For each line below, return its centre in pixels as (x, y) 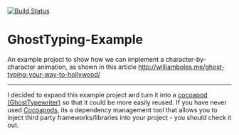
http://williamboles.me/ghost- (182, 67)
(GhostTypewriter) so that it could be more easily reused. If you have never (117, 102)
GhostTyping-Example (75, 40)
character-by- (186, 59)
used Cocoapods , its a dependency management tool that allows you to (113, 109)
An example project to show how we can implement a (86, 59)
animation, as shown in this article (87, 67)
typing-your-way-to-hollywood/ (54, 74)
